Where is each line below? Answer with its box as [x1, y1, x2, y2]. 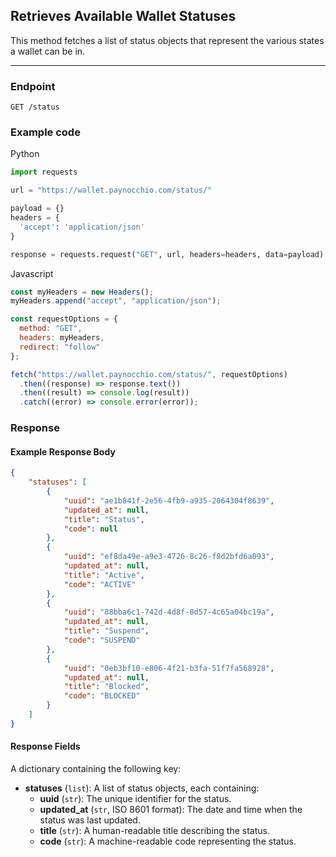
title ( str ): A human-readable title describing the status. [39, 824, 270, 836]
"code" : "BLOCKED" [63, 691, 141, 701]
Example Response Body [10, 445, 116, 458]
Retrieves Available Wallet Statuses [10, 8, 237, 25]
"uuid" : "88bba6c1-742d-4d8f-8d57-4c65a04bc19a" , [63, 607, 275, 618]
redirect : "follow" [19, 342, 101, 352]
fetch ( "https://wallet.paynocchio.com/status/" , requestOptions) [10, 369, 288, 379]
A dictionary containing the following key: [10, 762, 182, 774]
